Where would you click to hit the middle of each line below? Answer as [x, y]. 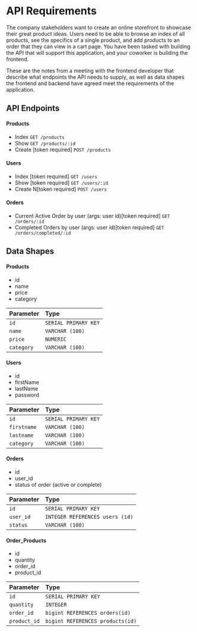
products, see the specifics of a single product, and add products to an [93, 40]
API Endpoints [33, 108]
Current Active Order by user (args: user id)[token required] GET [92, 216]
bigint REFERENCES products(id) [91, 621]
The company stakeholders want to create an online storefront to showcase [99, 27]
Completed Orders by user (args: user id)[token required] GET [89, 227]
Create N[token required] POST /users [61, 189]
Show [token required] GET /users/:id [61, 182]
